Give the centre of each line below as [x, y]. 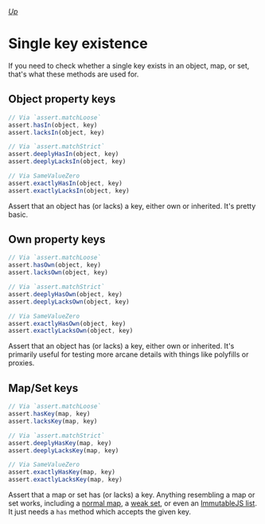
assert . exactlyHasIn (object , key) [66, 183]
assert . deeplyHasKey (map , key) [60, 443]
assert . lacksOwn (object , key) [58, 273]
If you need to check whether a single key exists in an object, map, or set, [129, 65]
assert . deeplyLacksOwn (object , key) [69, 302]
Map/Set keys [43, 388]
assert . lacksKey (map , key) [53, 421]
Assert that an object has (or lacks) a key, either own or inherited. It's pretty [132, 205]
